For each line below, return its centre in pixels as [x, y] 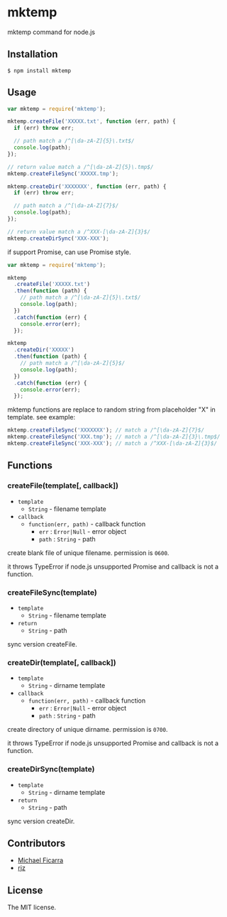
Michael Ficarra [40, 860]
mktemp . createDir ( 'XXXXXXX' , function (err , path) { [87, 186]
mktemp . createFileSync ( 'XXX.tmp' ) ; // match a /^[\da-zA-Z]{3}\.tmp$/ [114, 437]
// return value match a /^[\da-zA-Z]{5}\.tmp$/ [81, 167]
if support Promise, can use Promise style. [69, 252]
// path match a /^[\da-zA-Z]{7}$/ [66, 206]
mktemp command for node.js [51, 32]
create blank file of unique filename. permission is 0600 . [88, 553]
